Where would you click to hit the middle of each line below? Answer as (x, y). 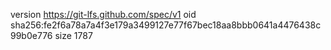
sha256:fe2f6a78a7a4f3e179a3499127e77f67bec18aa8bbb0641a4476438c (166, 25)
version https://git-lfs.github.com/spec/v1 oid (103, 14)
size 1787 (73, 35)
